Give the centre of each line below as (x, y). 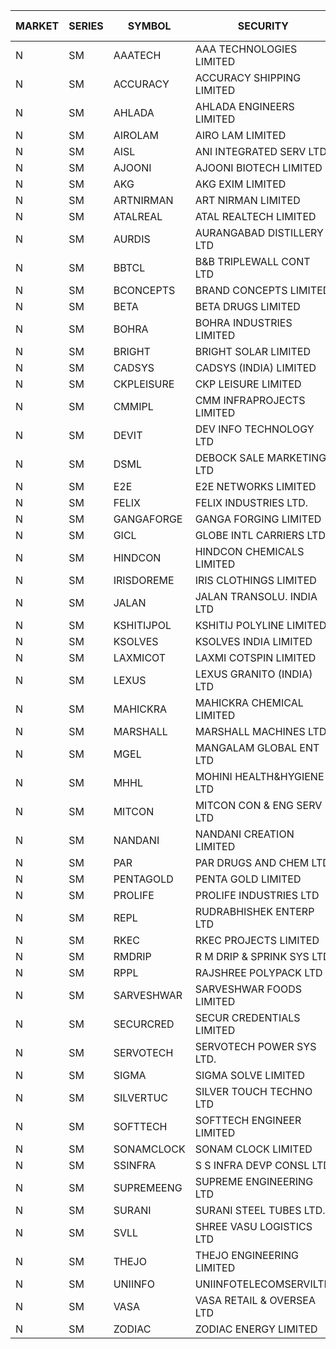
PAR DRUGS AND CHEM (252, 862)
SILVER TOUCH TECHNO (253, 1091)
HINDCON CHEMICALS (249, 551)
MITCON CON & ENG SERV (258, 805)
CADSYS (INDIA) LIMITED (255, 367)
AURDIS (132, 239)
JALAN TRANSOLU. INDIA (256, 596)
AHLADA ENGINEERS (244, 106)
